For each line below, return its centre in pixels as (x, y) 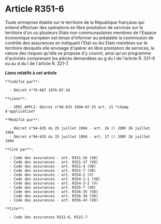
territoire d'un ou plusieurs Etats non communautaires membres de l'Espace (81, 32)
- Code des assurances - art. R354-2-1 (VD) (55, 179)
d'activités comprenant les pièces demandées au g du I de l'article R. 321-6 (80, 58)
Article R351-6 (35, 9)
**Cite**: (15, 209)
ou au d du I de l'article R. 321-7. (37, 63)
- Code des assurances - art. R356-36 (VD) (54, 196)
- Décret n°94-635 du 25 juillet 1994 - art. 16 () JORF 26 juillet (80, 128)
